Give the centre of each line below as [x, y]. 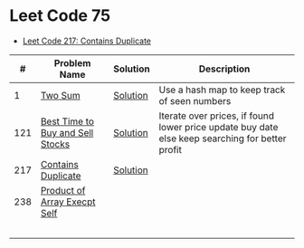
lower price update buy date [218, 127]
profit [171, 149]
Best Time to [67, 121]
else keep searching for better [223, 138]
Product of [63, 190]
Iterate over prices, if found [216, 116]
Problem [72, 62]
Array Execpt [68, 202]
